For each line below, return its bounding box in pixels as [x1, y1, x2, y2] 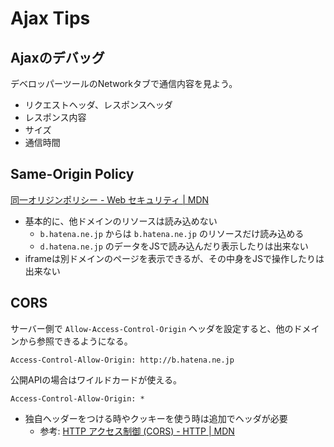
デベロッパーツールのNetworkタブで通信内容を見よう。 [10, 78, 238, 89]
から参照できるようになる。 [18, 335, 133, 347]
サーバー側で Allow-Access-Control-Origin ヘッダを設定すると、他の [10, 322, 294, 334]
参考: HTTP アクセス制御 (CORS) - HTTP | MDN [39, 425, 235, 437]
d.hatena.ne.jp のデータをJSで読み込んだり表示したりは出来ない [39, 240, 309, 252]
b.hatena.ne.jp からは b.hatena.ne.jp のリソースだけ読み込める [39, 227, 305, 239]
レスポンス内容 [24, 112, 87, 123]
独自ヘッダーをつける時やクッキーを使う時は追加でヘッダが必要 [24, 412, 288, 424]
